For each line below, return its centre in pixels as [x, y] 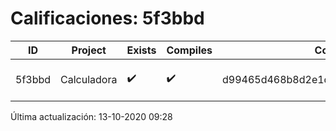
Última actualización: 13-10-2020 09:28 [91, 116]
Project [89, 50]
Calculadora [89, 79]
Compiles [189, 50]
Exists [141, 50]
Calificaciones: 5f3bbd [107, 18]
